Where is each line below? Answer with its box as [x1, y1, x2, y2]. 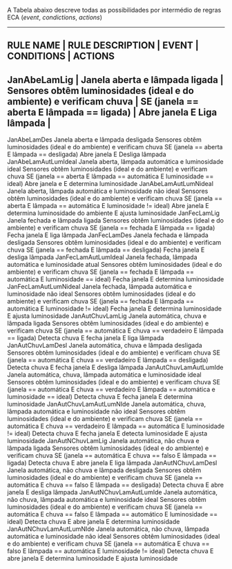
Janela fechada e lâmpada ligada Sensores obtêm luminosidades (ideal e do [7, 216, 224, 225]
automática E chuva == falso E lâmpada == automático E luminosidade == [7, 510, 218, 519]
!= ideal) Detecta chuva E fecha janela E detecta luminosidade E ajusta [7, 429, 208, 438]
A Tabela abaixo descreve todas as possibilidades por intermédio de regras [7, 6, 222, 14]
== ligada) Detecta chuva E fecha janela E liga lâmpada [7, 334, 164, 342]
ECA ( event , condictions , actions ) [7, 13, 102, 21]
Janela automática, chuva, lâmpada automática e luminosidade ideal [7, 371, 202, 379]
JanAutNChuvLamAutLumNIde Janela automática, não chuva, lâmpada [7, 525, 209, 533]
